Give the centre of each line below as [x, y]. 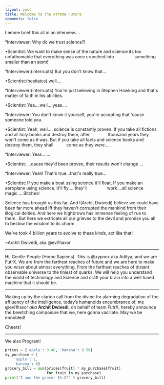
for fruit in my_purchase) [74, 373]
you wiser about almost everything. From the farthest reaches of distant [77, 267]
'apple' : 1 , [26, 360]
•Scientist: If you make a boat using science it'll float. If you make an [74, 183]
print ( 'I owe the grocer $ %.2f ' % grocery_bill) [55, 378]
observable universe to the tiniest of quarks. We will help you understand [79, 272]
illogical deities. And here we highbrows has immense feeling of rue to [76, 213]
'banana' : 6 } [27, 364]
